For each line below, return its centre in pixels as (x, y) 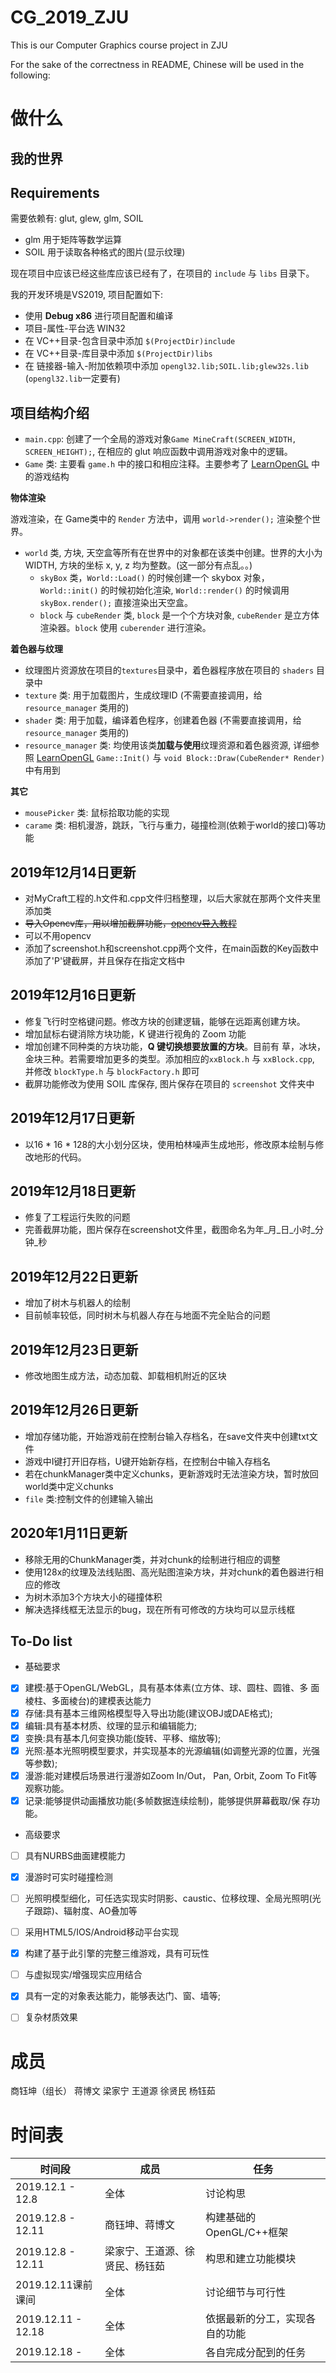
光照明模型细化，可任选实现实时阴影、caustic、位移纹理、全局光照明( (168, 1898)
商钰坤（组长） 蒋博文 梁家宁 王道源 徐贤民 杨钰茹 (113, 2091)
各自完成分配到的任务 (256, 2353)
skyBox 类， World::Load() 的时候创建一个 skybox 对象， (154, 578)
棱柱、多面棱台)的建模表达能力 (88, 1700)
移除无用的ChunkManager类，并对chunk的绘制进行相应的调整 (152, 1559)
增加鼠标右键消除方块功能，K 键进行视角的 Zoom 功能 (135, 1033)
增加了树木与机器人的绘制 (77, 1303)
